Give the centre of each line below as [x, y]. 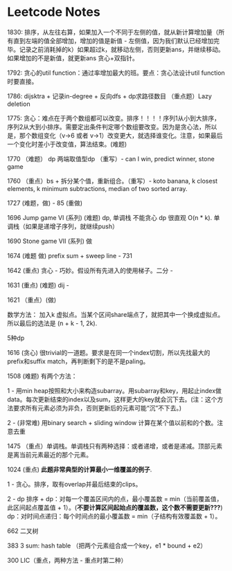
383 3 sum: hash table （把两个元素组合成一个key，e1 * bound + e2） [107, 545]
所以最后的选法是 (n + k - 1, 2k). [52, 323]
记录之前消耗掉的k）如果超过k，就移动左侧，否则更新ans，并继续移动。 [122, 49]
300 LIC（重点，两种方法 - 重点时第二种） [67, 560]
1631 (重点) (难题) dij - [38, 285]
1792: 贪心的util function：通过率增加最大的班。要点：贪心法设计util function [116, 73]
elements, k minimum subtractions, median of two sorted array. [98, 188]
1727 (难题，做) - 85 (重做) [45, 203]
